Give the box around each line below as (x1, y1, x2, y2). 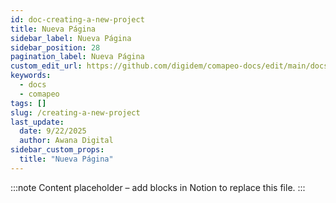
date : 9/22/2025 (19, 126, 87, 136)
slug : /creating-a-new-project (10, 107, 141, 118)
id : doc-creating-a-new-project (10, 14, 145, 25)
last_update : (10, 117, 65, 127)
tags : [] (10, 98, 47, 108)
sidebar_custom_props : (10, 145, 105, 155)
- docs (19, 80, 47, 90)
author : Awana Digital (19, 136, 114, 146)
